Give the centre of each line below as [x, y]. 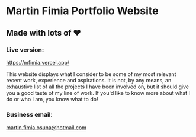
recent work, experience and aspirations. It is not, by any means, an [89, 80]
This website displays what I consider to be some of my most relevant [91, 74]
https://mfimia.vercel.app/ [38, 62]
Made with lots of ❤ [44, 33]
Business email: [30, 114]
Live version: [25, 50]
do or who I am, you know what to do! [52, 99]
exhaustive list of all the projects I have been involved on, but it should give [98, 87]
